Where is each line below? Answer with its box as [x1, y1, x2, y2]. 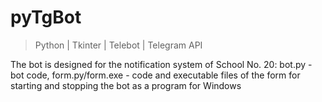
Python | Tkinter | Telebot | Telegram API [34, 39, 203, 51]
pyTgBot [10, 6, 82, 29]
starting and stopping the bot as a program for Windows [10, 79, 242, 91]
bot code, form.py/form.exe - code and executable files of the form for [10, 69, 301, 81]
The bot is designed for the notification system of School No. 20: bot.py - [10, 58, 313, 70]
